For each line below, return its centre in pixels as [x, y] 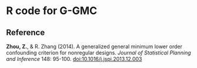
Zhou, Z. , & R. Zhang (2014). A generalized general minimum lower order [94, 46]
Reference [26, 33]
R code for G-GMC [52, 11]
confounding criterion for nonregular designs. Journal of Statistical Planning [98, 53]
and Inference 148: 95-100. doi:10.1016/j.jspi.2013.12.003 [74, 59]
